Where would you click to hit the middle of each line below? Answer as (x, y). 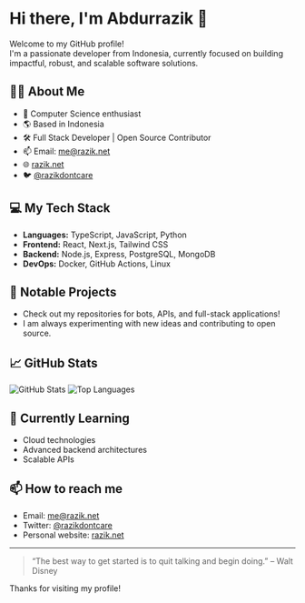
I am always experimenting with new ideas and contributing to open (149, 324)
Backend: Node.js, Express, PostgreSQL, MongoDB (119, 254)
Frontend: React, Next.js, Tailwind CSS (95, 244)
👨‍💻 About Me (47, 91)
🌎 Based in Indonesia (63, 124)
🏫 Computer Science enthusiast (82, 114)
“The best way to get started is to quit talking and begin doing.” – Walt (162, 561)
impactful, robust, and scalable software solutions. (104, 63)
